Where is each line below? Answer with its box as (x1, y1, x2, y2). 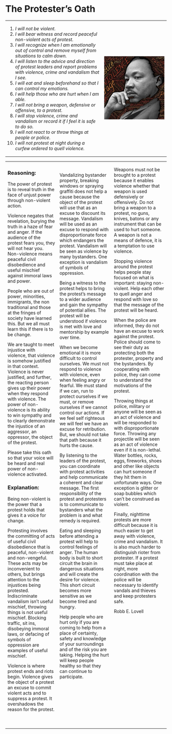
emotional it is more (59, 350, 101, 356)
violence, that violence (7, 352, 55, 359)
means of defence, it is (114, 237, 162, 243)
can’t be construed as (114, 496, 160, 502)
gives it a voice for (7, 512, 46, 518)
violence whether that (114, 182, 160, 189)
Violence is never (7, 369, 44, 375)
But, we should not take (59, 431, 109, 437)
